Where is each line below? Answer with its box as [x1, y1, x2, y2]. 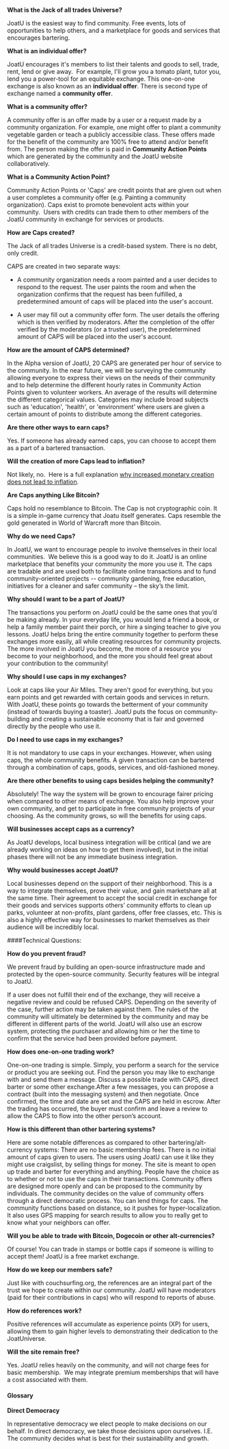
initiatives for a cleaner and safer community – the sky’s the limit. [7, 582, 189, 590]
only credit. [7, 249, 39, 257]
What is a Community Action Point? [7, 173, 111, 181]
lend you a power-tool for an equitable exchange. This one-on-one [7, 75, 196, 83]
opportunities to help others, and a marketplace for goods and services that [7, 27, 221, 34]
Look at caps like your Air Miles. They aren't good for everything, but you [7, 686, 213, 694]
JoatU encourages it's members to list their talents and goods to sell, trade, [7, 60, 219, 68]
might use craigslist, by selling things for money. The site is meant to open [7, 1161, 217, 1168]
